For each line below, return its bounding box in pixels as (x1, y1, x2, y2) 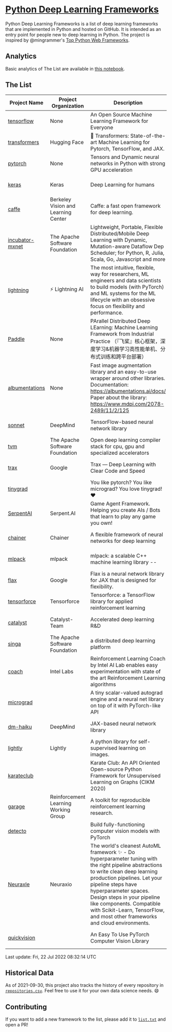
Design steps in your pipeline (90, 894, 160, 901)
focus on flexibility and (90, 303, 145, 310)
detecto (8, 827, 27, 834)
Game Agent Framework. (90, 500, 150, 507)
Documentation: (90, 381, 129, 388)
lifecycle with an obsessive (90, 296, 155, 303)
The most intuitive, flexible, (90, 264, 155, 271)
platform (90, 643, 111, 650)
